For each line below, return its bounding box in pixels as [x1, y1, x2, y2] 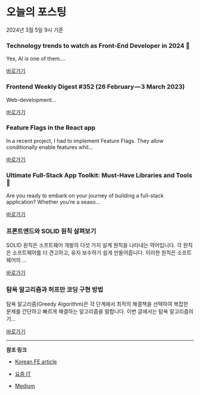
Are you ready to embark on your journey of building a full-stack [6, 192, 164, 200]
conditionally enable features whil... [6, 144, 93, 151]
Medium [14, 382, 36, 389]
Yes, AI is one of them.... [6, 55, 66, 63]
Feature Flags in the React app [6, 123, 96, 132]
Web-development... [6, 96, 57, 103]
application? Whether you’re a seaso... [6, 198, 101, 206]
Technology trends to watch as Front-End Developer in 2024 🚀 [6, 41, 190, 49]
